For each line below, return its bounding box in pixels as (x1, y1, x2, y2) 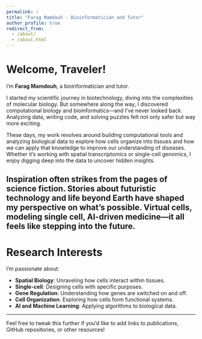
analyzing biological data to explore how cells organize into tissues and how (6, 138, 195, 145)
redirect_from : (6, 25, 44, 32)
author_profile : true (6, 20, 61, 26)
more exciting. (6, 120, 42, 127)
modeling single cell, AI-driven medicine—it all (6, 212, 185, 222)
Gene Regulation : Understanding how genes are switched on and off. (14, 290, 188, 297)
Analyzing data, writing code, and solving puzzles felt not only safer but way (6, 113, 196, 120)
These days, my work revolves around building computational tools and (6, 131, 183, 138)
